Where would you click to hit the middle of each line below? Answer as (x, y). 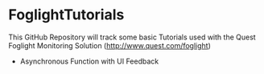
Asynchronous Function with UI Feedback (89, 61)
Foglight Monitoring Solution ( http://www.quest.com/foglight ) (110, 45)
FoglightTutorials (66, 15)
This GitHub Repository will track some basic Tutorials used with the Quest (132, 37)
